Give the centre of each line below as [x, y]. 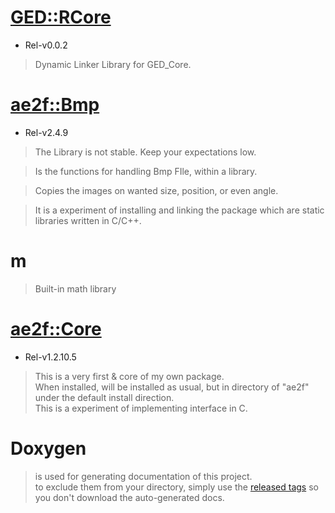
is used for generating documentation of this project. [143, 476]
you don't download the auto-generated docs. [129, 497]
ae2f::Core [56, 329]
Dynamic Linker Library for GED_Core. [113, 64]
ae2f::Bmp [55, 105]
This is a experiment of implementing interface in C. [141, 408]
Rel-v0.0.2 [46, 45]
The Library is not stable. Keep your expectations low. [145, 152]
